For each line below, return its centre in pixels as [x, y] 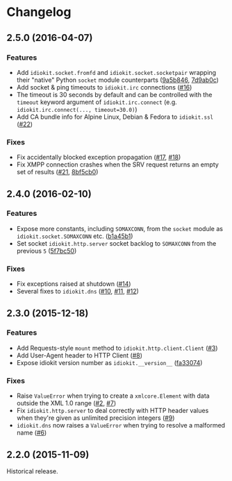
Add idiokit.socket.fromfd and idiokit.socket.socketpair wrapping [116, 72]
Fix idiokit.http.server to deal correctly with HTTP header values [113, 411]
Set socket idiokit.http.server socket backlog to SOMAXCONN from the [116, 243]
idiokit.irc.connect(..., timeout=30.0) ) [77, 109]
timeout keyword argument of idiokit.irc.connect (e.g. [97, 102]
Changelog [39, 12]
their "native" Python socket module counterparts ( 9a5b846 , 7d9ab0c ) [118, 80]
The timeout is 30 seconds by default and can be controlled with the [114, 94]
